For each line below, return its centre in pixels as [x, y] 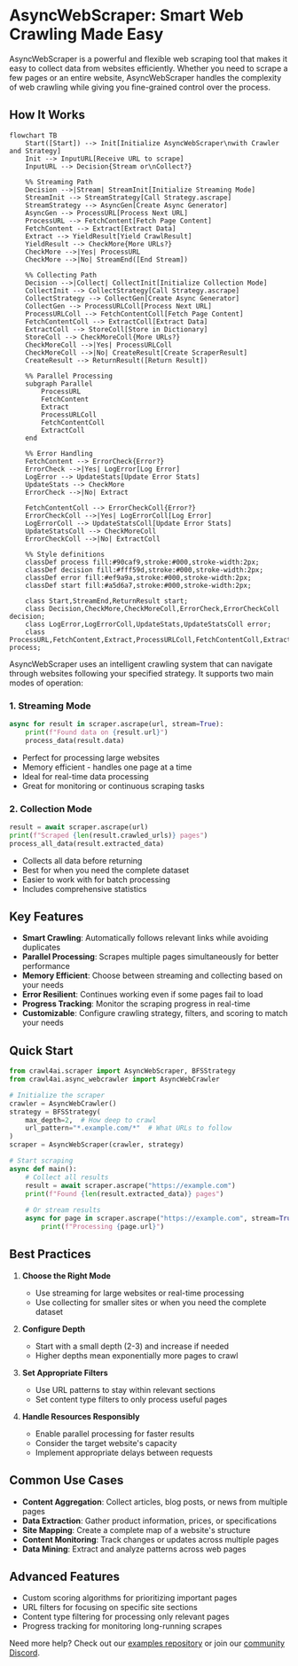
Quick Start [41, 1050]
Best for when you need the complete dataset [106, 870]
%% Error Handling [59, 453]
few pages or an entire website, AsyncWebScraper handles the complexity [145, 77]
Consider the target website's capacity [106, 1443]
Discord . [24, 1653]
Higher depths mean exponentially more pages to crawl [137, 1355]
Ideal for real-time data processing [85, 776]
